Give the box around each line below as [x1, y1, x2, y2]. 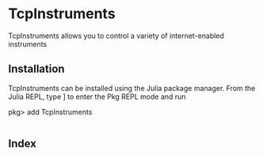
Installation [8, 63, 65, 76]
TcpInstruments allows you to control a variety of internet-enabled [8, 31, 224, 40]
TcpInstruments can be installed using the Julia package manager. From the [8, 83, 256, 93]
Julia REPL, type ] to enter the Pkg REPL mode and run [8, 92, 186, 101]
